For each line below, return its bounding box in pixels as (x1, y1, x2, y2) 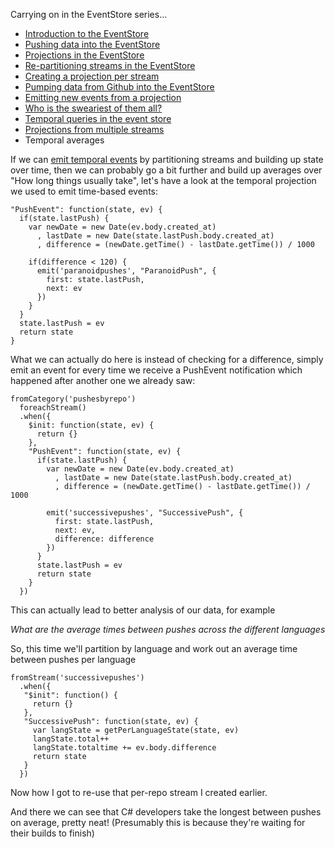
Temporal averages (24, 134, 105, 146)
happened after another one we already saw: (10, 375, 196, 386)
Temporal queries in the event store (24, 113, 172, 124)
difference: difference (54, 534, 155, 544)
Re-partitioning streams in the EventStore (24, 60, 196, 71)
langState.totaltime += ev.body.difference (32, 743, 217, 753)
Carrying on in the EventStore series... (10, 9, 168, 20)
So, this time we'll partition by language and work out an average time (10, 643, 298, 654)
